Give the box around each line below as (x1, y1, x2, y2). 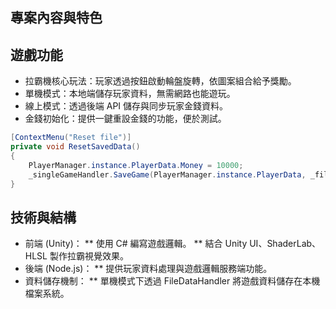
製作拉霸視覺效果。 (49, 250, 129, 262)
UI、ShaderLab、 (249, 238, 322, 250)
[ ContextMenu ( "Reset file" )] (10, 133, 132, 143)
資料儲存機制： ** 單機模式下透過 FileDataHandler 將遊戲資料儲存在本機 (24, 275, 321, 287)
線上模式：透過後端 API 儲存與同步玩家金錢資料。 (24, 100, 229, 112)
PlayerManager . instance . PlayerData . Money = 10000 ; (28, 160, 244, 170)
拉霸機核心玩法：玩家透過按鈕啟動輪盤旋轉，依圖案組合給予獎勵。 (24, 75, 297, 87)
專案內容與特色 (10, 9, 103, 27)
